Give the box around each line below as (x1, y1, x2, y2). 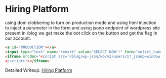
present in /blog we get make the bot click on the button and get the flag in (5, 30, 158, 36)
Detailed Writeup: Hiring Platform (5, 67, 73, 73)
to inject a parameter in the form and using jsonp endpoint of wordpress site (5, 25, 160, 30)
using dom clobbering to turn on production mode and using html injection (5, 20, 157, 26)
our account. (5, 35, 31, 41)
